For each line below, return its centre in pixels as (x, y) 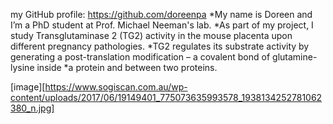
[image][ (28, 87)
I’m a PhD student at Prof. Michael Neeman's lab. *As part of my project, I (162, 25)
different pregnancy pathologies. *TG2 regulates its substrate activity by (160, 46)
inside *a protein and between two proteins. (127, 67)
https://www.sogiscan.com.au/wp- (116, 87)
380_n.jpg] (32, 108)
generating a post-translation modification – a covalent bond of (140, 57)
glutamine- (295, 57)
